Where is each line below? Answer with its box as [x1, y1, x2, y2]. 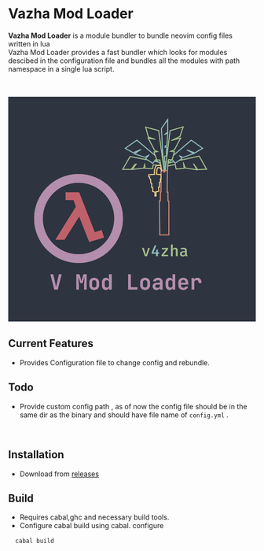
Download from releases [19, 469, 100, 479]
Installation [8, 448, 64, 461]
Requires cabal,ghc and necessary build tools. [19, 512, 170, 522]
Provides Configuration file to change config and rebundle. [19, 357, 211, 367]
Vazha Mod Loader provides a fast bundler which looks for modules [8, 47, 228, 57]
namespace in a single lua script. [8, 64, 115, 73]
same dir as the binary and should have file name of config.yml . [19, 410, 229, 420]
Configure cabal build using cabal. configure [19, 521, 164, 531]
